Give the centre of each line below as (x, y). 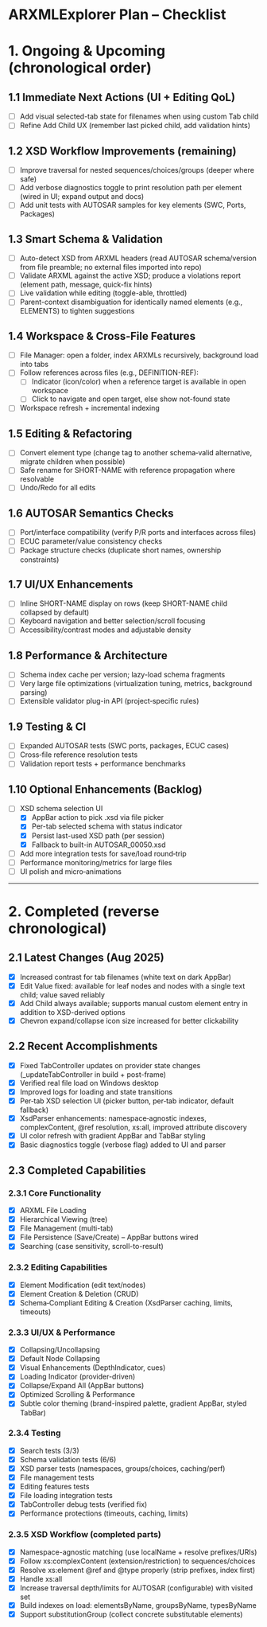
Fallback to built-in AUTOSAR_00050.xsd (99, 845)
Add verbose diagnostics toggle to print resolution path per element (131, 188)
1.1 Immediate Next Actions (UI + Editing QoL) (122, 97)
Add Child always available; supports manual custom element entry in (134, 1003)
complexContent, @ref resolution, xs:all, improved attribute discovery (133, 1127)
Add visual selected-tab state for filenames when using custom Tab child (139, 116)
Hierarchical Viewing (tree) (64, 1219)
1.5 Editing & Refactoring (70, 433)
